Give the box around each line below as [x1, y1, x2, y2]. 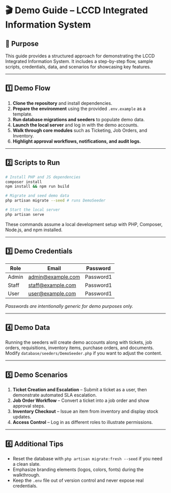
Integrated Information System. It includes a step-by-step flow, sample [5, 58, 153, 64]
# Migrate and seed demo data [5, 193, 70, 198]
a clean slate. [12, 461, 41, 467]
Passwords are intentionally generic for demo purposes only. [5, 303, 133, 309]
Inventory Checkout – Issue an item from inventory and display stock [12, 408, 159, 415]
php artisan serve [5, 212, 44, 217]
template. [12, 111, 33, 117]
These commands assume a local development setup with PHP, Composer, [5, 221, 163, 227]
